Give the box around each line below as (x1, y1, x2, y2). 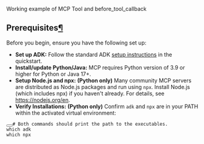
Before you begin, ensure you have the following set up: (6, 39, 147, 46)
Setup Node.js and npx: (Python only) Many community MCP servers (15, 76, 192, 84)
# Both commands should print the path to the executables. (12, 121, 169, 127)
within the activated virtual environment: (15, 109, 116, 117)
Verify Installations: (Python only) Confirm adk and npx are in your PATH (15, 103, 199, 110)
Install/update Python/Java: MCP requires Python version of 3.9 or (15, 63, 186, 71)
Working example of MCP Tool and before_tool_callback (6, 5, 147, 12)
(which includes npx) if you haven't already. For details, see (15, 90, 164, 97)
